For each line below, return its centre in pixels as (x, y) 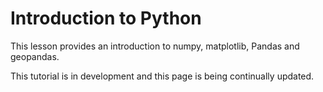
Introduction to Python (106, 18)
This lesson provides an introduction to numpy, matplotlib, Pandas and (155, 46)
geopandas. (35, 56)
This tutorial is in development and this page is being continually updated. (162, 76)
